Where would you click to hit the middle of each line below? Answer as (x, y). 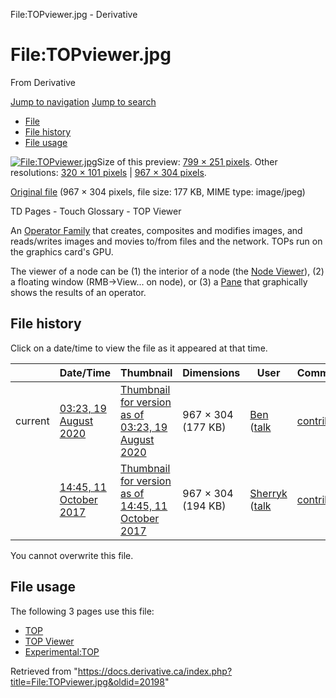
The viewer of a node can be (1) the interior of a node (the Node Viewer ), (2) (167, 271)
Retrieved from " (44, 671)
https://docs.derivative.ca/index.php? (155, 671)
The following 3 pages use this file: (82, 611)
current (32, 421)
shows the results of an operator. (78, 292)
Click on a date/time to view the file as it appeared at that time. (139, 348)
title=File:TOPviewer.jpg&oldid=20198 (87, 681)
